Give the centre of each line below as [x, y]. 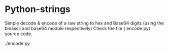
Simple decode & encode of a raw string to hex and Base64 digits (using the [84, 23]
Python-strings [38, 9]
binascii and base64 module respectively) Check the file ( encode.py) [78, 28]
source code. [19, 33]
